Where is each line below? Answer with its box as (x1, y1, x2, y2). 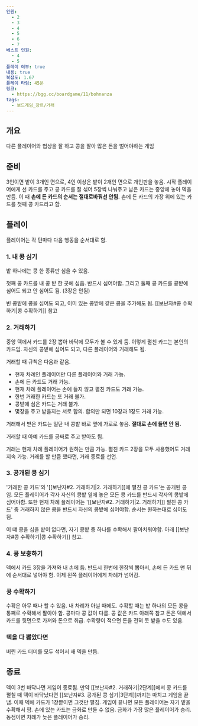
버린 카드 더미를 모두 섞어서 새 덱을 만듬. (6, 648, 99, 655)
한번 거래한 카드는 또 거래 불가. (14, 393, 86, 400)
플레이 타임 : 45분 (6, 81, 44, 86)
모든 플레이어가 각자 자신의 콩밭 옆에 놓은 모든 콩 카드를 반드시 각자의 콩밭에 (14, 491, 189, 498)
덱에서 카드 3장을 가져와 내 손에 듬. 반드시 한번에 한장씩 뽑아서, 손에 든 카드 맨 (6, 564, 185, 571)
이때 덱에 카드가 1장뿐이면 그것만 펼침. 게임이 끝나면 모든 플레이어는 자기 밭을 (14, 698, 191, 705)
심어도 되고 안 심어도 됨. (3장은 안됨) (6, 287, 90, 294)
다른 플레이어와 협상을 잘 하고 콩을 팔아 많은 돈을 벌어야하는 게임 (6, 143, 155, 150)
